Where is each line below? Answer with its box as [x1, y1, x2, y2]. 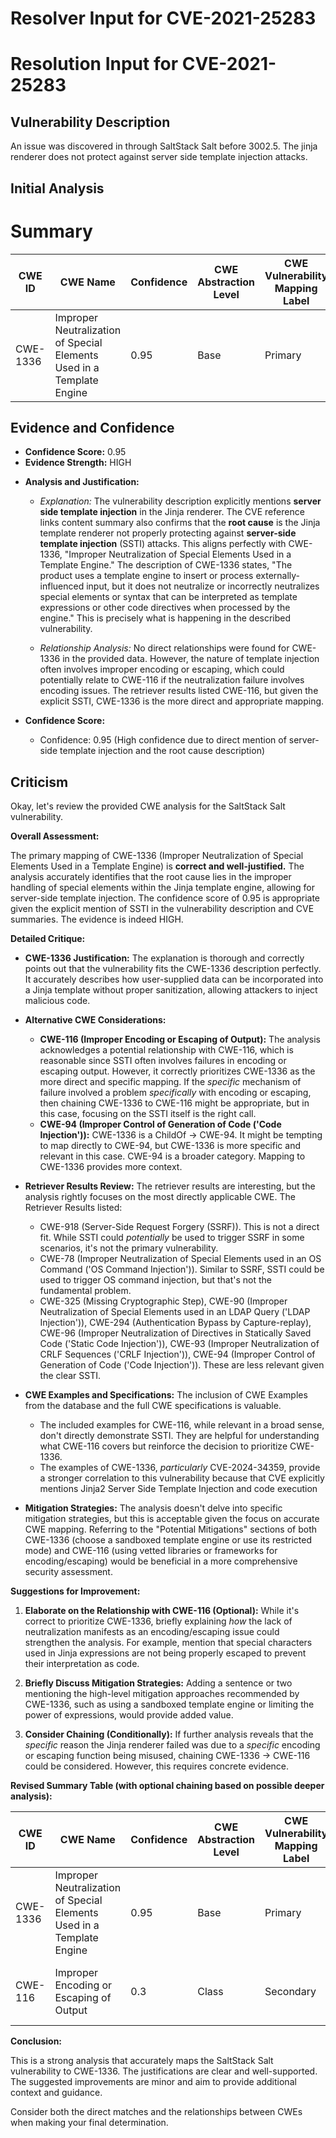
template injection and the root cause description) [59, 745, 266, 757]
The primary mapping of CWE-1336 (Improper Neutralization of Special [10, 850, 304, 862]
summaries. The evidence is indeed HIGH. [10, 913, 184, 926]
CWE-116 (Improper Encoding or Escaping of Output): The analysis [39, 1033, 321, 1046]
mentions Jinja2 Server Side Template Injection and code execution [39, 1483, 318, 1495]
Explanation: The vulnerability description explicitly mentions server [39, 495, 322, 507]
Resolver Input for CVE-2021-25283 [10, 7, 317, 30]
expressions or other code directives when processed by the [39, 602, 291, 614]
